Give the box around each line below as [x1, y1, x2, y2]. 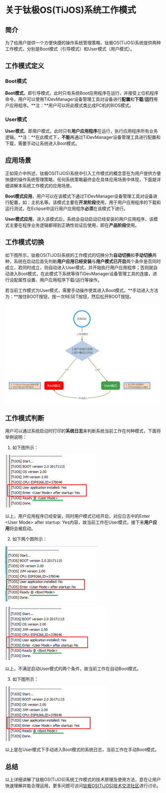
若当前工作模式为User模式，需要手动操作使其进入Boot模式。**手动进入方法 [5, 287, 159, 293]
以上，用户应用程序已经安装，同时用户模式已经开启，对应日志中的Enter [5, 513, 150, 519]
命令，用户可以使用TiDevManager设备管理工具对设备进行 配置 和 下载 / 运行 [5, 96, 154, 102]
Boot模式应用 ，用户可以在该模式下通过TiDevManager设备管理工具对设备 [5, 193, 153, 199]
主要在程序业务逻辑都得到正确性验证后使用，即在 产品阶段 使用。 [9, 222, 139, 228]
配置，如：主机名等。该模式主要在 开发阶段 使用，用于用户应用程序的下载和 [9, 199, 161, 205]
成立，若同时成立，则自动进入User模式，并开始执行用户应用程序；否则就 [5, 264, 154, 270]
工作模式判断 [5, 414, 44, 422]
